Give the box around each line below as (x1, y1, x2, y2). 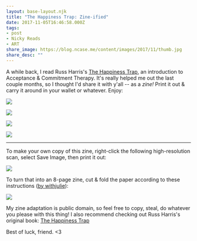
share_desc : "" (6, 52, 43, 58)
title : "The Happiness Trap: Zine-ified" (6, 14, 109, 20)
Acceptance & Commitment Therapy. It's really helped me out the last (6, 74, 174, 81)
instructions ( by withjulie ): (6, 182, 69, 189)
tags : (6, 25, 19, 31)
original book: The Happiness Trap (6, 217, 90, 224)
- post (6, 30, 22, 36)
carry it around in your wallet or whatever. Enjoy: (6, 87, 123, 94)
